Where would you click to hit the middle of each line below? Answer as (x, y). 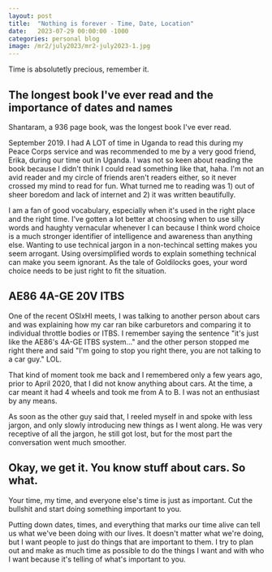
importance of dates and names (91, 108)
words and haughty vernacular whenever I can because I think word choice (134, 227)
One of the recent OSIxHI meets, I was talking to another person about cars (134, 316)
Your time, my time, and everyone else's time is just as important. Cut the (131, 500)
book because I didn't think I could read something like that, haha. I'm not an (136, 168)
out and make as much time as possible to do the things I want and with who (136, 550)
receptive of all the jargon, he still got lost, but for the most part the (121, 433)
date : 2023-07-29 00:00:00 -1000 (69, 31)
